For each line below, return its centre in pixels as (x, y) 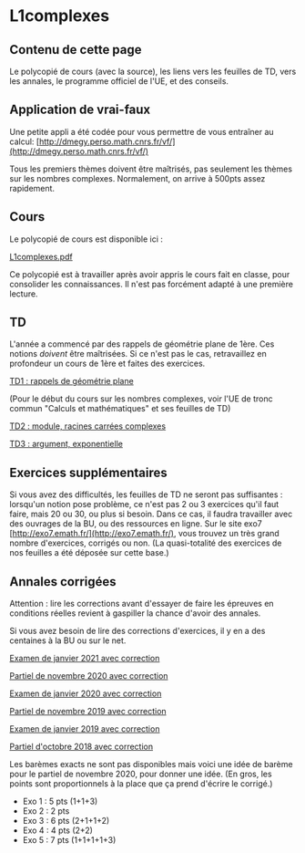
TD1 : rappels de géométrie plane (71, 381)
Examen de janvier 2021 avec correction (85, 659)
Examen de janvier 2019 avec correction (85, 729)
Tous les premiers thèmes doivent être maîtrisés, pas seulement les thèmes (151, 169)
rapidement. (32, 188)
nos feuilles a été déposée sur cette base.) (90, 553)
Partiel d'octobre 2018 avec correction (81, 747)
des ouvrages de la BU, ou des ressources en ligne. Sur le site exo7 (136, 524)
